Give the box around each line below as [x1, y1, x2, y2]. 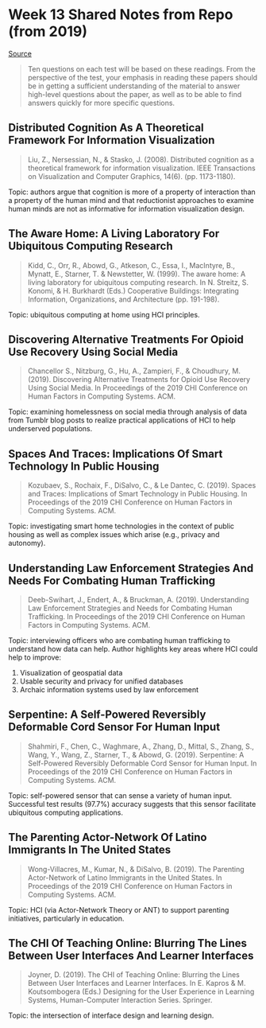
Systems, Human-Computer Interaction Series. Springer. [27, 995, 213, 1005]
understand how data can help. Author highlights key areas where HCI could [8, 644, 258, 653]
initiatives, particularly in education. [8, 913, 125, 923]
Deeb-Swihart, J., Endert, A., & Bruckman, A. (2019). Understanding [27, 595, 249, 604]
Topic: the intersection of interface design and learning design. [8, 1010, 214, 1020]
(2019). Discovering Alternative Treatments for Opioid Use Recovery [27, 375, 251, 384]
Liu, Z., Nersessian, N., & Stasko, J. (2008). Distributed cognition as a [27, 154, 255, 164]
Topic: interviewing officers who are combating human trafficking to [8, 636, 230, 645]
